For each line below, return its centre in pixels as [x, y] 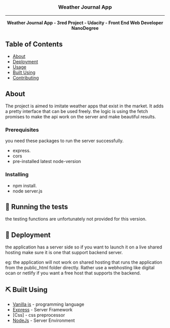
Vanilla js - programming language [48, 304]
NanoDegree [85, 28]
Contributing [26, 78]
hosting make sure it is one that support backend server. [64, 253]
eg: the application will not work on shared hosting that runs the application [84, 262]
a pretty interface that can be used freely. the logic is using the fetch [77, 111]
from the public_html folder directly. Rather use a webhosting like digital [80, 268]
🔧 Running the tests [37, 207]
